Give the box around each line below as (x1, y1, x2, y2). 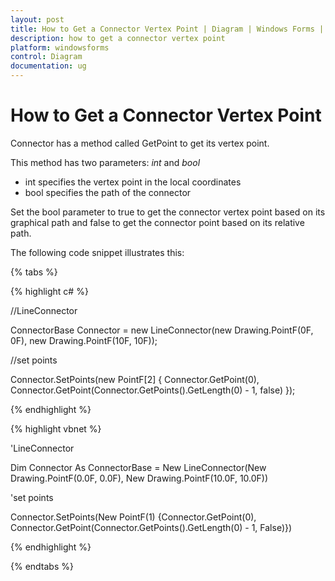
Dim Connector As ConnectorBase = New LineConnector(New (10, 461, 267, 473)
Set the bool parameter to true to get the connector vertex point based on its (10, 206, 326, 218)
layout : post (10, 14, 65, 25)
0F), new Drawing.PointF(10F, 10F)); (10, 334, 158, 346)
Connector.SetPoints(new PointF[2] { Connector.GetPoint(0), (10, 373, 260, 385)
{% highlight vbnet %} (10, 422, 102, 435)
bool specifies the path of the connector (24, 186, 192, 198)
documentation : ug (10, 61, 87, 71)
